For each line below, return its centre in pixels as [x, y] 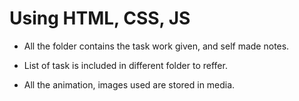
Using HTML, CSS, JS [100, 18]
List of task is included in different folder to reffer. [125, 65]
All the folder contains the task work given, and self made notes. [156, 46]
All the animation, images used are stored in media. [129, 84]
